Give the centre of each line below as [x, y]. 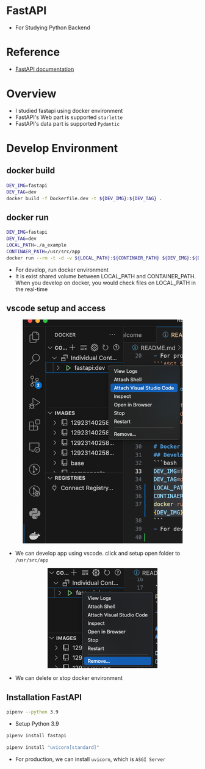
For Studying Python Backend [52, 27]
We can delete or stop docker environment [69, 678]
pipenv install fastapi [37, 736]
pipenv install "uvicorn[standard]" [53, 748]
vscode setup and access [56, 309]
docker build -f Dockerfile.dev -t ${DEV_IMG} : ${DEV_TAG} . [85, 198]
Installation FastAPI [44, 697]
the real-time [31, 289]
